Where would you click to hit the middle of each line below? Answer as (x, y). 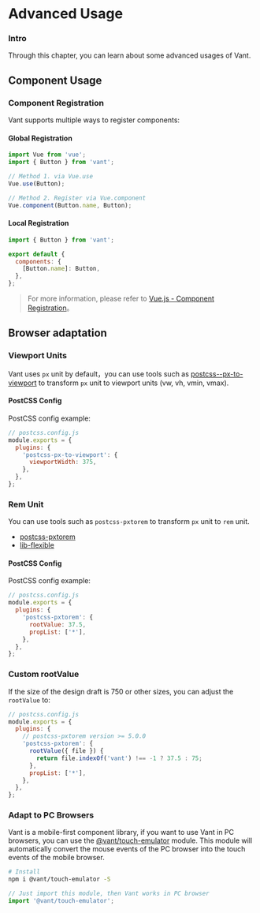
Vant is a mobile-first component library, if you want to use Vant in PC (121, 833)
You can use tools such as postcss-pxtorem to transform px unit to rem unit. (129, 522)
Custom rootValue (44, 674)
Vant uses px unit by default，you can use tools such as (98, 374)
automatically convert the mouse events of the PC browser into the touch (127, 849)
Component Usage (55, 80)
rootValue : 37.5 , (58, 624)
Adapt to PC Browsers (51, 815)
